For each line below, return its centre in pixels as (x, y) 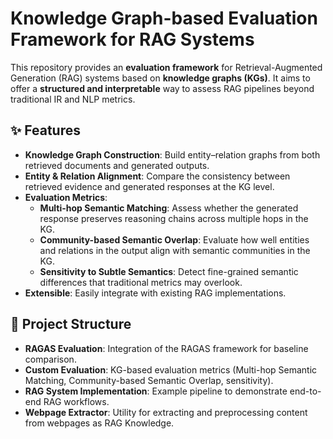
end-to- (305, 391)
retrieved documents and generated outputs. (117, 165)
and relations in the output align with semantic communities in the (175, 250)
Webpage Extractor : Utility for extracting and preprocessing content (166, 412)
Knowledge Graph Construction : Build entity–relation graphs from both (172, 154)
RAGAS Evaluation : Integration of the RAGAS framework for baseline (166, 348)
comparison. (50, 359)
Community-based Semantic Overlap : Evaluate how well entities (174, 239)
